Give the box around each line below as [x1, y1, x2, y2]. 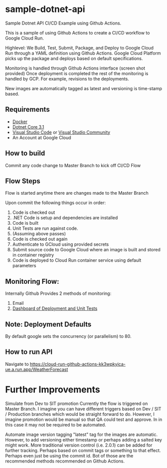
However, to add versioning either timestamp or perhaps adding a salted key [5, 436, 162, 442]
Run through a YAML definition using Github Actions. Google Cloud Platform [5, 50, 161, 56]
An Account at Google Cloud [12, 134, 71, 141]
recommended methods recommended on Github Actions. [5, 458, 125, 464]
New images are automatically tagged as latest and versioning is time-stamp [5, 85, 163, 91]
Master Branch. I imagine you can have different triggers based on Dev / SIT [5, 405, 162, 411]
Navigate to [5, 361, 29, 367]
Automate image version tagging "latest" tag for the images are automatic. [5, 431, 158, 437]
